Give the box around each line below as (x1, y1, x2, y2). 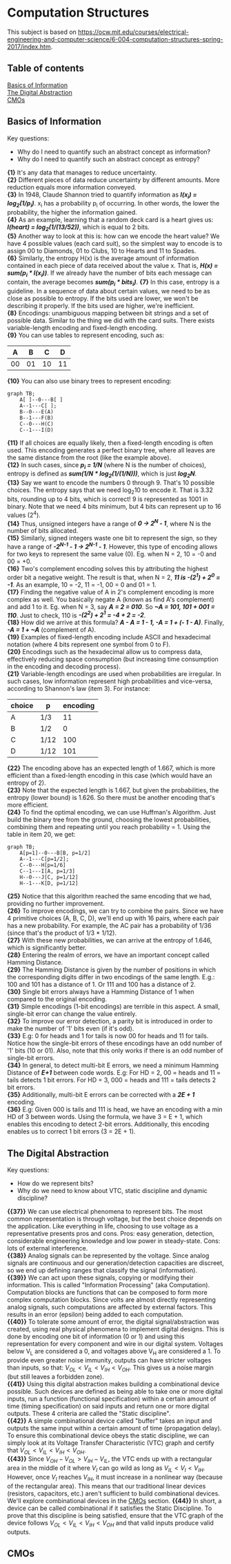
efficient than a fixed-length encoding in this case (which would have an (7, 772, 212, 780)
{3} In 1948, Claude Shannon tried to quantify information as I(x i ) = (7, 190, 198, 200)
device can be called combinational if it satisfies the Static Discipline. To (7, 1504, 212, 1512)
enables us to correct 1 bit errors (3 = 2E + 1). (7, 1127, 136, 1136)
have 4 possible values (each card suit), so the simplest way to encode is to (7, 239, 223, 247)
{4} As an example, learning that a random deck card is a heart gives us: (7, 216, 214, 224)
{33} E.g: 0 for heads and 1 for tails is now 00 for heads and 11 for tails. (7, 1032, 209, 1040)
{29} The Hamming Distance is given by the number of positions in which (7, 965, 216, 974)
